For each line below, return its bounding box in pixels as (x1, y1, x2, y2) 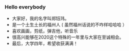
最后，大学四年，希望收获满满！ (11, 40, 78, 46)
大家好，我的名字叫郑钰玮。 (11, 15, 69, 21)
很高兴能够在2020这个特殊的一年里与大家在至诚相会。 (11, 34, 124, 40)
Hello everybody (4, 3, 46, 10)
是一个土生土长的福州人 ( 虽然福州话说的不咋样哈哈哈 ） (11, 21, 127, 28)
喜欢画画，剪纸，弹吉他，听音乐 (11, 28, 78, 34)
